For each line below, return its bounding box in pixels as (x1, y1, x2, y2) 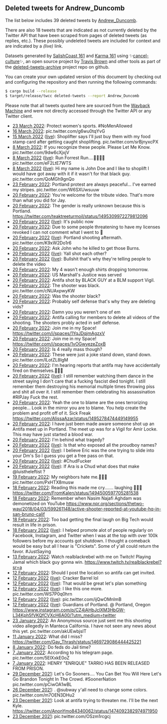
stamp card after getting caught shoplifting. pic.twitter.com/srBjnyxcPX (12, 139, 159, 145)
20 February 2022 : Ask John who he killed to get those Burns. (12, 245, 141, 251)
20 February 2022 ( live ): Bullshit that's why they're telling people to (12, 255, 151, 262)
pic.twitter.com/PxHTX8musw (12, 479, 74, 485)
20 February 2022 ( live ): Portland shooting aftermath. (12, 234, 123, 240)
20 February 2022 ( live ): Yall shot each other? (12, 250, 107, 256)
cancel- (133, 53, 149, 59)
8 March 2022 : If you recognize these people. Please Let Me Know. (12, 144, 151, 150)
